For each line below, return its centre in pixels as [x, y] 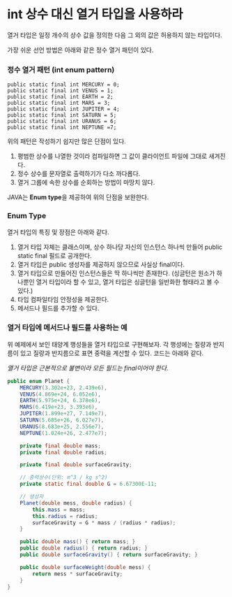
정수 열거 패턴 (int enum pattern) [61, 69]
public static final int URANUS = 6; [62, 122]
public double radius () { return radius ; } [84, 548]
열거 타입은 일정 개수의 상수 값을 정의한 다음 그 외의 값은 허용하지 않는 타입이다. [115, 35]
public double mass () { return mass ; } [78, 542]
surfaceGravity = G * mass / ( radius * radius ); [104, 523]
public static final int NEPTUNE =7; [62, 128]
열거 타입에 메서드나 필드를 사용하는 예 [67, 328]
